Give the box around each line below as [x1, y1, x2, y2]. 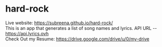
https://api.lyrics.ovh [5, 30, 49, 36]
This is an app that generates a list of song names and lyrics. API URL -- [5, 25, 157, 31]
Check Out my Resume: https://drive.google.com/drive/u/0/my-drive [5, 36, 150, 42]
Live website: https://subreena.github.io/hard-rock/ [5, 20, 113, 26]
